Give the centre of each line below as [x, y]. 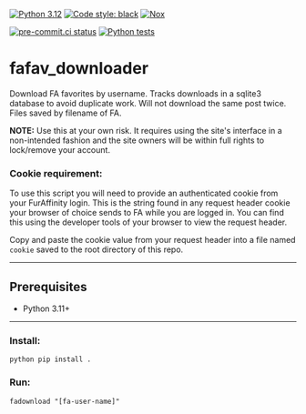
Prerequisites [48, 287]
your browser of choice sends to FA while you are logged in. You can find [147, 213]
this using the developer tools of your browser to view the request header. [148, 222]
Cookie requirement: [56, 173]
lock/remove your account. [60, 149]
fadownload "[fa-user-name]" [65, 401]
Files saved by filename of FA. [66, 113]
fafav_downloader [79, 69]
